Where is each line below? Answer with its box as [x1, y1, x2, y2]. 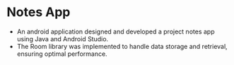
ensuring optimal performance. [16, 50, 107, 58]
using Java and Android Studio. [16, 34, 109, 43]
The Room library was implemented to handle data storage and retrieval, [16, 42, 228, 50]
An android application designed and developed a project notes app [16, 27, 215, 36]
